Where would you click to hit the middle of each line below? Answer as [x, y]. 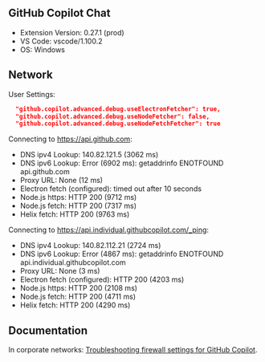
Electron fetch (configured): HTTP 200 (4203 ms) [102, 279]
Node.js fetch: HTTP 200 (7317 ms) [78, 206]
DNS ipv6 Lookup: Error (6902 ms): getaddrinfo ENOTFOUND [122, 163]
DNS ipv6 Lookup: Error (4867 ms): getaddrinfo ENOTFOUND [122, 254]
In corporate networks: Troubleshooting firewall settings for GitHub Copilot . [133, 350]
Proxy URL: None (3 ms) [60, 271]
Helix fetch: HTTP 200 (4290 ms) [75, 305]
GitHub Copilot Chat [59, 13]
